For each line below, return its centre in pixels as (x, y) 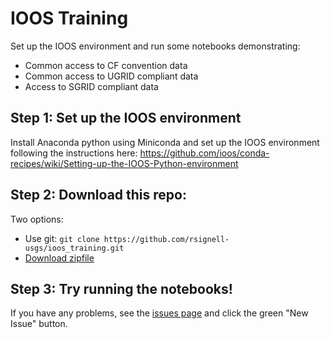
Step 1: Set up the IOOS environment (126, 118)
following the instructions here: (74, 153)
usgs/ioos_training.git (74, 248)
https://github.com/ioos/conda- (204, 153)
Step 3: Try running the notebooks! (121, 288)
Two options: (37, 219)
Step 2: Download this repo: (98, 195)
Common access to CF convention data (106, 65)
